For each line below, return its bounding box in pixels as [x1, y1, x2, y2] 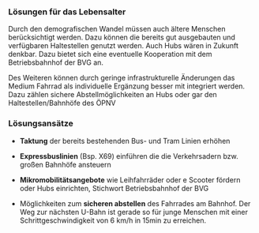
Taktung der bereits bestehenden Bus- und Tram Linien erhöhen [19, 136, 231, 145]
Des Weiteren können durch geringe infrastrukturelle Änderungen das [8, 73, 235, 83]
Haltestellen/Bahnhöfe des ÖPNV [8, 98, 116, 108]
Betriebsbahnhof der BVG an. [8, 58, 104, 67]
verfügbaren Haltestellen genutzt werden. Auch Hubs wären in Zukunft [8, 41, 239, 51]
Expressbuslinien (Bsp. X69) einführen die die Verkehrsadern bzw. [19, 151, 238, 160]
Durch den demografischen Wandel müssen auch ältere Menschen [8, 24, 227, 34]
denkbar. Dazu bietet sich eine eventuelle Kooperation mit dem [8, 50, 212, 59]
